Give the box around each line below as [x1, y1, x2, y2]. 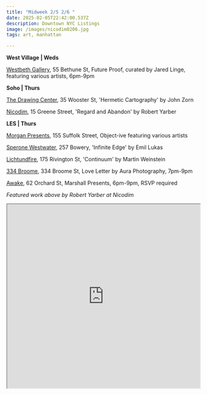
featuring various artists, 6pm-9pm [6, 72, 95, 80]
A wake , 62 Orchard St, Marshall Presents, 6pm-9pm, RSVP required [6, 179, 178, 187]
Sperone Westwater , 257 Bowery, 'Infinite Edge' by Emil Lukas [6, 144, 164, 151]
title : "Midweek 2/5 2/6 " [6, 9, 75, 15]
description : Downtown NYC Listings [6, 20, 100, 26]
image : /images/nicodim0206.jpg [6, 26, 89, 33]
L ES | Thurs [6, 120, 37, 128]
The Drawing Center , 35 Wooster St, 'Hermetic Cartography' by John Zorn [6, 96, 194, 104]
